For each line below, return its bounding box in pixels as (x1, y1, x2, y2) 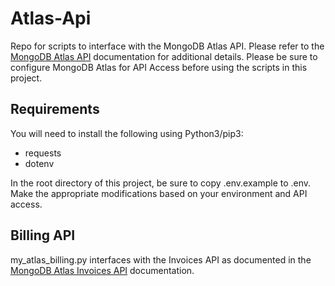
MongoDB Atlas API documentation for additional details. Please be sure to (10, 50, 318, 62)
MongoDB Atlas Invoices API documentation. (10, 264, 195, 276)
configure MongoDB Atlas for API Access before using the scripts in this (10, 61, 308, 73)
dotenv (24, 157, 55, 169)
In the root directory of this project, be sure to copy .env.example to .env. (10, 177, 312, 189)
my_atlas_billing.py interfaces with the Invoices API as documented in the (10, 253, 312, 266)
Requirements (10, 101, 100, 118)
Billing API (10, 227, 76, 244)
